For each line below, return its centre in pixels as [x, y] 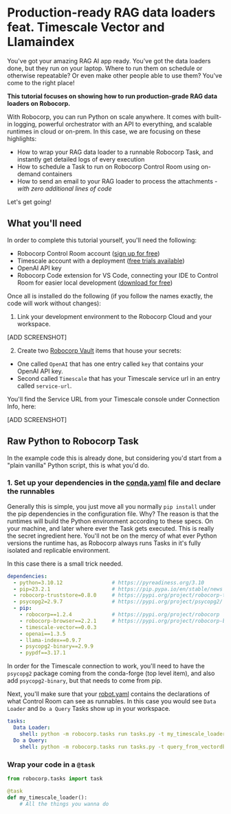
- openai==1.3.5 [43, 634]
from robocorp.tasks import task [55, 778]
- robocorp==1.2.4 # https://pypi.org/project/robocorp [120, 615]
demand [29, 174]
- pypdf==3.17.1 [43, 653]
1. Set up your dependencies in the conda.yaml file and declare [114, 483]
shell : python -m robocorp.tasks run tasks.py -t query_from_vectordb [123, 747]
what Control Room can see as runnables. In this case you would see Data [112, 701]
